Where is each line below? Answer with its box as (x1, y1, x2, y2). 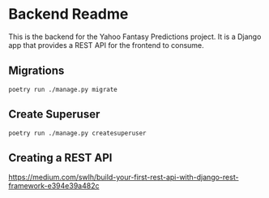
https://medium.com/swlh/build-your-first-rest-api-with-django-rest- (8, 172, 239, 183)
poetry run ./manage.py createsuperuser (8, 129, 147, 137)
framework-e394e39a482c (8, 181, 100, 191)
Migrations (8, 64, 65, 78)
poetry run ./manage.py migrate (8, 85, 117, 93)
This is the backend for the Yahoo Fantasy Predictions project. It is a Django (8, 32, 262, 41)
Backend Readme (8, 5, 129, 24)
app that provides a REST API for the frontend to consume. (8, 40, 204, 49)
